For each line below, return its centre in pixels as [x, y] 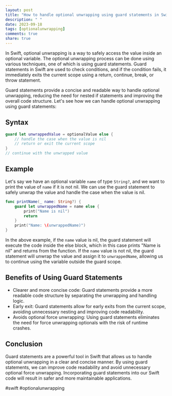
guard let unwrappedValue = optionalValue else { [59, 134]
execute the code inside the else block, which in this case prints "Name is [83, 245]
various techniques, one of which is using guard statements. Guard [76, 64]
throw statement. [23, 80]
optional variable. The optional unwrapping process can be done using [80, 58]
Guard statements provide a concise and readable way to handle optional [82, 90]
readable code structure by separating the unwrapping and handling [85, 295]
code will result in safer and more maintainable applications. [69, 378]
